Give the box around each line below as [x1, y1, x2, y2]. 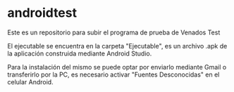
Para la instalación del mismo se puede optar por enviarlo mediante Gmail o [7, 63, 227, 71]
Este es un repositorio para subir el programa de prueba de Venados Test [7, 28, 221, 37]
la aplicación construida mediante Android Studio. [7, 49, 152, 58]
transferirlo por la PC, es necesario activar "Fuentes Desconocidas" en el [7, 70, 220, 79]
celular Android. [7, 77, 54, 86]
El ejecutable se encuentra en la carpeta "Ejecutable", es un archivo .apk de [7, 41, 228, 50]
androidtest [7, 5, 78, 21]
